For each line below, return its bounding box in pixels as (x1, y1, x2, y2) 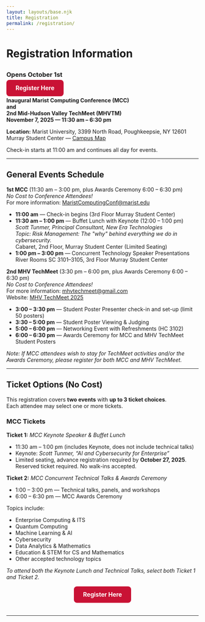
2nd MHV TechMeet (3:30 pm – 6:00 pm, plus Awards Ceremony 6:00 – (6, 268, 188, 275)
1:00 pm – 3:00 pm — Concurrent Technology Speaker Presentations (15, 249, 190, 257)
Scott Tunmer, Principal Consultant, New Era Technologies (15, 223, 163, 231)
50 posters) (15, 312, 45, 319)
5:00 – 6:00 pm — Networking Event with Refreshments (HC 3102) (15, 324, 184, 332)
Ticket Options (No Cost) (6, 379, 103, 390)
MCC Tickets (6, 417, 46, 426)
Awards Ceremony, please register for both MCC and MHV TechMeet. (6, 356, 182, 363)
